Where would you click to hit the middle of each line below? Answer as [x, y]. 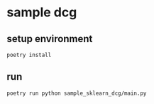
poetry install [29, 55]
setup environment [50, 39]
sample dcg [42, 12]
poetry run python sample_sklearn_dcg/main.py [77, 93]
